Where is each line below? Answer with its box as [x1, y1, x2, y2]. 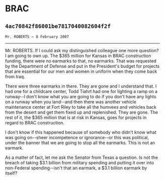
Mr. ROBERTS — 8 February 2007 [5, 34, 69, 39]
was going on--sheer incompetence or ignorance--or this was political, [5, 135, 149, 140]
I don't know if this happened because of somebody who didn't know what [5, 129, 157, 135]
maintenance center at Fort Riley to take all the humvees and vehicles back [5, 104, 157, 110]
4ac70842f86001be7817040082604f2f [5, 23, 111, 30]
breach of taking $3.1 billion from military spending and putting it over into [5, 160, 154, 165]
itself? [5, 170, 18, 176]
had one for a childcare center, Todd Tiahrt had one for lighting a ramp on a [5, 89, 158, 94]
